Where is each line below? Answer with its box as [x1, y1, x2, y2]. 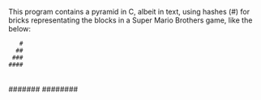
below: [8, 24, 31, 33]
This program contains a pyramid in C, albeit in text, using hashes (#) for [8, 7, 250, 16]
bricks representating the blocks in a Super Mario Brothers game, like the [8, 15, 253, 25]
